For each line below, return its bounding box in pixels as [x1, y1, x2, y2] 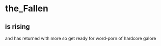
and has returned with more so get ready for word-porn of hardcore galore [5, 35, 156, 41]
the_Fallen [5, 3, 49, 14]
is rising [5, 23, 30, 31]
